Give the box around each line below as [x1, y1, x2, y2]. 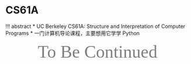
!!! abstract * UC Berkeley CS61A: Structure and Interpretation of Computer [5, 23, 186, 30]
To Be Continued [37, 41, 158, 62]
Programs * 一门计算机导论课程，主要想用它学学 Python [5, 30, 140, 37]
